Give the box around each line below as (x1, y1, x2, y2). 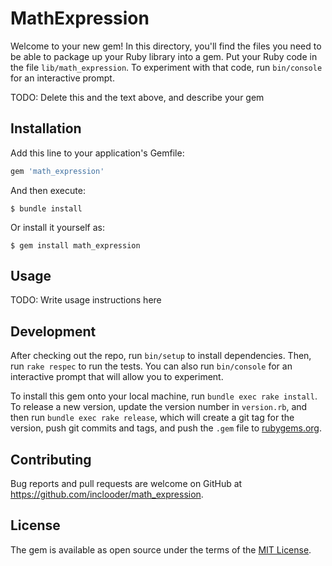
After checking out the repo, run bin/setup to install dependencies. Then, (10, 350, 312, 362)
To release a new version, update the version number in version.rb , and (10, 401, 308, 413)
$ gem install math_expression (10, 240, 141, 251)
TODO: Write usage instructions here (10, 294, 162, 306)
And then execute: (10, 184, 86, 196)
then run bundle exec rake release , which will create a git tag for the (10, 412, 295, 424)
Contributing (10, 451, 92, 468)
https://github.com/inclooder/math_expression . (10, 488, 204, 501)
